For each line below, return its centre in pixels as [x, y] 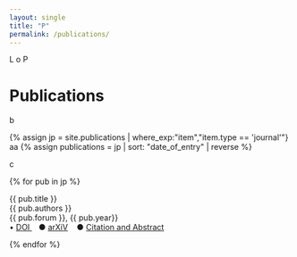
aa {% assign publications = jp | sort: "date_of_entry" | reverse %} [131, 147]
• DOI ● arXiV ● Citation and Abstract [87, 228]
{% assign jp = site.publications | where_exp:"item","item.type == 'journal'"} [149, 137]
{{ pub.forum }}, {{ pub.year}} [64, 218]
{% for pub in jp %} [45, 182]
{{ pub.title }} [34, 199]
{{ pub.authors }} [41, 208]
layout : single [38, 17]
